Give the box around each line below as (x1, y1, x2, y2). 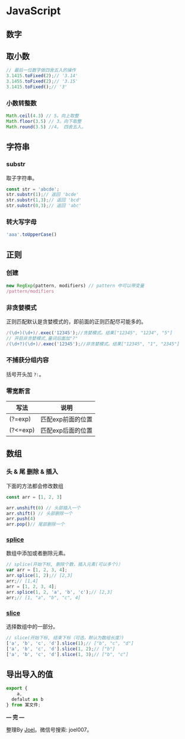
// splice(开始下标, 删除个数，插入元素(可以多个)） (6, 562, 123, 567)
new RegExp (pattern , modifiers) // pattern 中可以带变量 (6, 283, 145, 288)
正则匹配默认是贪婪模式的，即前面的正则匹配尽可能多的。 (6, 318, 146, 325)
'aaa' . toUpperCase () (6, 231, 58, 238)
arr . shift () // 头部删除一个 (6, 510, 73, 516)
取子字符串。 (6, 174, 37, 182)
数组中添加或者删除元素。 (6, 550, 69, 557)
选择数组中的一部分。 (6, 623, 58, 630)
